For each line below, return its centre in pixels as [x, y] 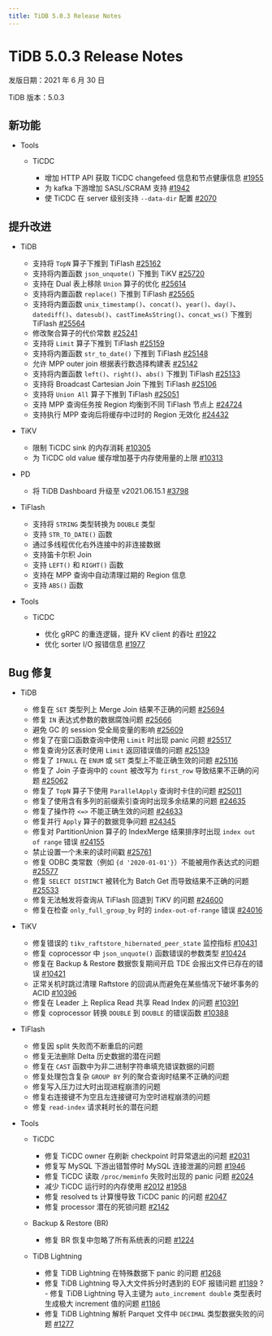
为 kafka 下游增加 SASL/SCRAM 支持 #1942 [117, 188]
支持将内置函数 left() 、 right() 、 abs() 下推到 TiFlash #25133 [136, 374]
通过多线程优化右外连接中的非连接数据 [96, 545]
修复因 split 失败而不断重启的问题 [88, 1046]
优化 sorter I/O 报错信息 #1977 [95, 644]
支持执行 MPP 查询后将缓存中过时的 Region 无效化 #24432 [130, 415]
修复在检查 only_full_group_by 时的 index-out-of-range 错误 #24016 [147, 910]
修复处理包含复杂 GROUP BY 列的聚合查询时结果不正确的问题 [131, 1077]
